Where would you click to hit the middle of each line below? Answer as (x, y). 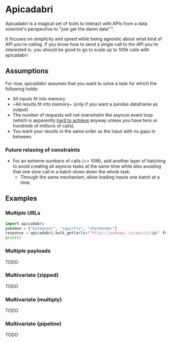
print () (13, 238)
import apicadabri (25, 223)
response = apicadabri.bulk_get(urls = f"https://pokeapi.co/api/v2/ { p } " (83, 233)
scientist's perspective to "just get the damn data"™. (60, 29)
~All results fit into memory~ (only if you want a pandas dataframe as (85, 104)
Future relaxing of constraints (43, 150)
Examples (21, 199)
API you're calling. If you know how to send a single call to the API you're (82, 44)
